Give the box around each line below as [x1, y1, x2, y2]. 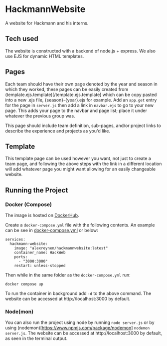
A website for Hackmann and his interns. [5, 20, 89, 26]
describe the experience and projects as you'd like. [5, 127, 111, 133]
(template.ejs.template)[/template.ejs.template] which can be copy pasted [5, 91, 157, 97]
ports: [14, 254, 28, 259]
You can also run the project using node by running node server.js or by [5, 319, 155, 325]
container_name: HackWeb [14, 250, 66, 255]
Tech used [5, 34, 38, 43]
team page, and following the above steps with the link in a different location [5, 161, 162, 167]
